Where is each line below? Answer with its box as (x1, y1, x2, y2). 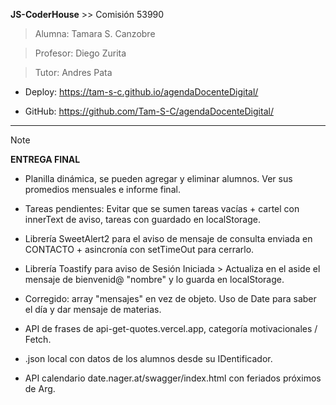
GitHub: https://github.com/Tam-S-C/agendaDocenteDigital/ (24, 105, 274, 117)
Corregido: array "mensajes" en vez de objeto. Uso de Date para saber (24, 293, 317, 304)
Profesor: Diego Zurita (34, 47, 127, 59)
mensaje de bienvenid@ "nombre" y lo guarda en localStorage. (24, 274, 285, 285)
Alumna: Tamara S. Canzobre (34, 28, 156, 39)
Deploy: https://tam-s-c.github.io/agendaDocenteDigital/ (24, 86, 259, 98)
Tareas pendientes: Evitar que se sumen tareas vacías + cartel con (24, 203, 300, 214)
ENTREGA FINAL (10, 154, 81, 165)
